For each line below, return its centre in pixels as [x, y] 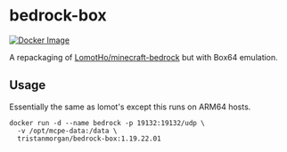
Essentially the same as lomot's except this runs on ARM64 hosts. [130, 107]
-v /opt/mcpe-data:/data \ [67, 131]
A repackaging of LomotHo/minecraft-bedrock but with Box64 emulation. [143, 57]
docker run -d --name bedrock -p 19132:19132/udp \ [107, 123]
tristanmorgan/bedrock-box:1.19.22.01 [90, 139]
